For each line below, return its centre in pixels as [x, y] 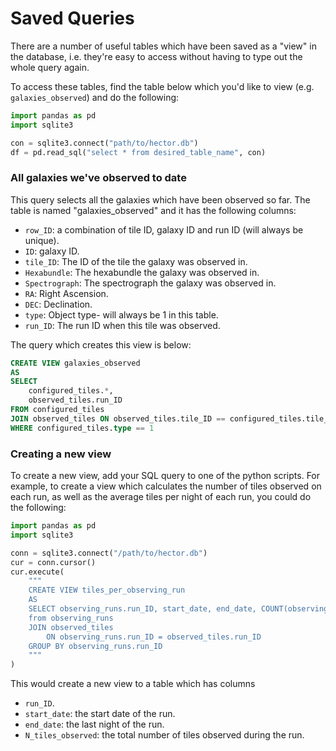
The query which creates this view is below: [101, 344]
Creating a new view [61, 454]
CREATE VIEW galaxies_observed [75, 363]
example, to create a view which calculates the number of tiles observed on [166, 486]
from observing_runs [71, 618]
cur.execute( [37, 572]
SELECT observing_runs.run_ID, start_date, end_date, [142, 609]
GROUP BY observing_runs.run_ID [95, 646]
